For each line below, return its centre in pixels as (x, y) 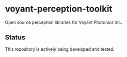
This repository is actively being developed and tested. (60, 49)
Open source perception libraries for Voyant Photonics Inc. (64, 22)
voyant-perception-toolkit (59, 9)
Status (15, 37)
